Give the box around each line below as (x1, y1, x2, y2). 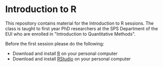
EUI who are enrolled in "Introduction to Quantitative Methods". (5, 31, 136, 37)
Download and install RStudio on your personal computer (12, 55, 131, 61)
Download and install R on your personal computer (12, 50, 118, 56)
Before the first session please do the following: (5, 40, 104, 46)
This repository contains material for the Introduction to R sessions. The (5, 20, 154, 26)
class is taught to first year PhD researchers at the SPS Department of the (5, 25, 158, 31)
